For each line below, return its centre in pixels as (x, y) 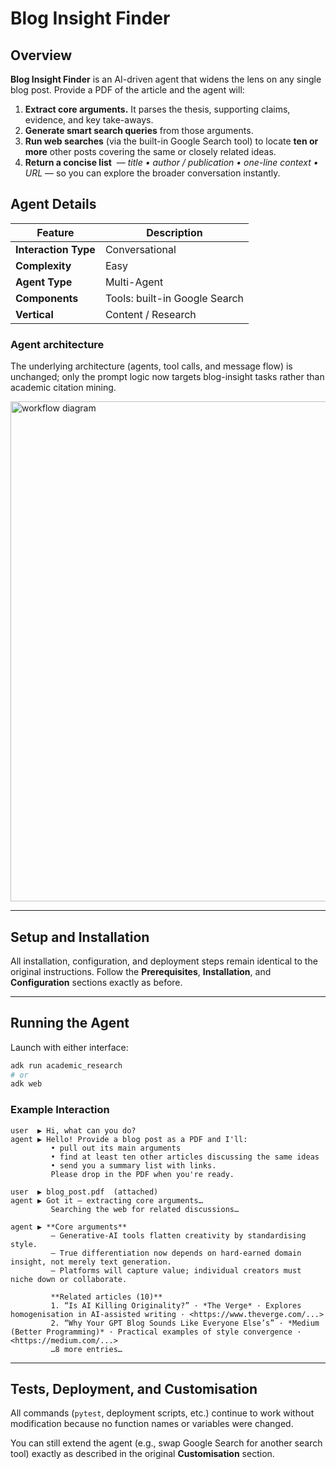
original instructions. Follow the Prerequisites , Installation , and (141, 971)
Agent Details (53, 204)
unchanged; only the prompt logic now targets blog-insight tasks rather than (167, 377)
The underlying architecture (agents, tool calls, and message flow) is (151, 366)
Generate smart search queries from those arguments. (139, 130)
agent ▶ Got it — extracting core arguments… (106, 1200)
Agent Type (44, 282)
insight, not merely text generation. (91, 1262)
